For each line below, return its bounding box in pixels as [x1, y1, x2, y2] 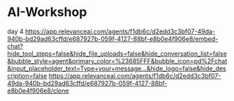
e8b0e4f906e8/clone [7, 86, 69, 95]
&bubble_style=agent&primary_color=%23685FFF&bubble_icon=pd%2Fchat [7, 56, 228, 65]
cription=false [7, 71, 47, 80]
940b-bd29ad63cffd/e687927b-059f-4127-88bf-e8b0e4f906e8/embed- [7, 34, 219, 42]
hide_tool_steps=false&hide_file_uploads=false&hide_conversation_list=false [7, 49, 227, 58]
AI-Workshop [7, 4, 87, 20]
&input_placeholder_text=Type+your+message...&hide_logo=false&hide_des [7, 64, 227, 72]
